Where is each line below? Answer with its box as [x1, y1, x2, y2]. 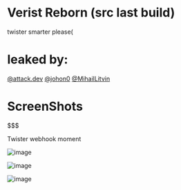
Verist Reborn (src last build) [7, 5, 175, 21]
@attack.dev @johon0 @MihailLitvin [7, 74, 111, 83]
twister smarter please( [7, 28, 74, 36]
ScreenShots [7, 98, 83, 114]
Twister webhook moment [7, 134, 82, 142]
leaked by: [7, 52, 68, 67]
